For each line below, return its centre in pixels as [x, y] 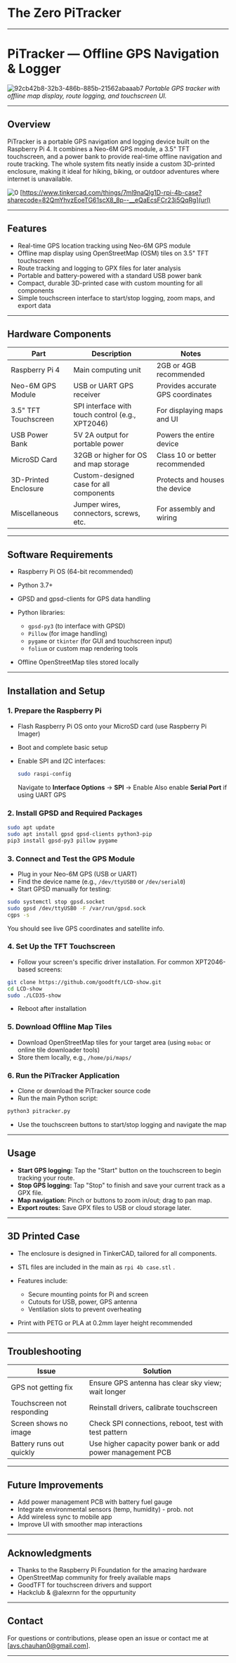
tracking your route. [46, 1178]
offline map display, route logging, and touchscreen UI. [87, 96]
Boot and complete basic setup [63, 747]
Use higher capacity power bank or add [154, 1444]
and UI [167, 419]
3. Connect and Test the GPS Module [71, 858]
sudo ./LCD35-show [34, 995]
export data [34, 305]
